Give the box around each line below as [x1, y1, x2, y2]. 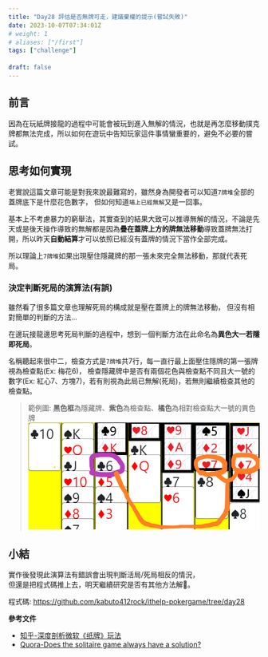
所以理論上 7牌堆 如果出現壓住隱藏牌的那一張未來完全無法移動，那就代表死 [8, 251, 247, 260]
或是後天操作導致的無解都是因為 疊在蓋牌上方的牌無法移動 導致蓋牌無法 [14, 224, 246, 233]
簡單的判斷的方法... [14, 312, 78, 322]
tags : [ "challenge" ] [8, 46, 77, 55]
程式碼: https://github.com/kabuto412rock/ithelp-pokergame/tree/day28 [8, 597, 245, 607]
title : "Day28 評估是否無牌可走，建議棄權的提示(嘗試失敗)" [8, 13, 188, 21]
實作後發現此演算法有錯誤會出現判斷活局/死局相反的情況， [8, 570, 200, 580]
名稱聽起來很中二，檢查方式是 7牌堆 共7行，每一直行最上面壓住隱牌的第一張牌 [8, 356, 258, 366]
